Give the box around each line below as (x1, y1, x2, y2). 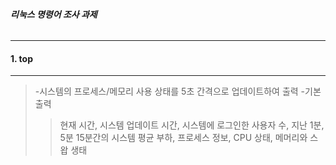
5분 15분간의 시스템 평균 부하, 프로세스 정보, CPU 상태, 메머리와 (59, 132, 308, 144)
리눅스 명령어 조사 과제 (10, 8, 98, 20)
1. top (10, 52, 33, 64)
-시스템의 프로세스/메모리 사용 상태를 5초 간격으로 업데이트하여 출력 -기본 (34, 85, 322, 98)
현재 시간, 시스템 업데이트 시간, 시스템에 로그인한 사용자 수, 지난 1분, (59, 119, 325, 131)
